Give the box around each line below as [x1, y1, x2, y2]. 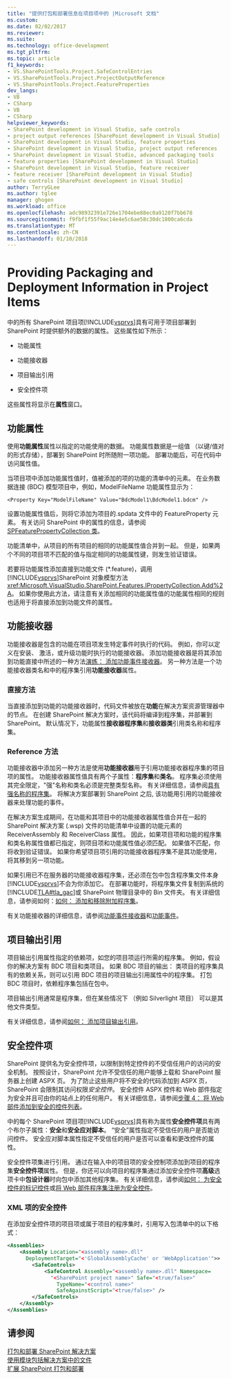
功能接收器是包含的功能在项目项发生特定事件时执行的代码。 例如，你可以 [7, 640, 214, 648]
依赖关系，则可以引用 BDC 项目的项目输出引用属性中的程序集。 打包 [19, 971, 212, 979]
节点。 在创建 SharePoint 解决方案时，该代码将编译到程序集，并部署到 [12, 710, 212, 719]
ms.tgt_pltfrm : [7, 49, 51, 56]
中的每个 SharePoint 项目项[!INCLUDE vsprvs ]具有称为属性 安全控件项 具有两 [7, 1118, 221, 1126]
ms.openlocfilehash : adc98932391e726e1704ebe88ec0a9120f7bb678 [7, 210, 193, 216]
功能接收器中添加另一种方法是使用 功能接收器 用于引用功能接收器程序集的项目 [7, 763, 225, 772]
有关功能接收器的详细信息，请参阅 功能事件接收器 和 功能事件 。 [7, 911, 183, 920]
